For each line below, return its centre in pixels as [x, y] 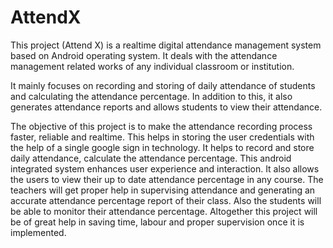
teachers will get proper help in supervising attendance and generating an [163, 190]
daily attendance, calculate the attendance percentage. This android [151, 158]
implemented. [38, 232]
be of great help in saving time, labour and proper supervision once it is [157, 222]
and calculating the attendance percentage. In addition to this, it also [151, 96]
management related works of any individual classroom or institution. [152, 66]
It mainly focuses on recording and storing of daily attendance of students [163, 85]
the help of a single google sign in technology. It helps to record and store [162, 147]
